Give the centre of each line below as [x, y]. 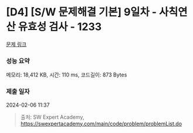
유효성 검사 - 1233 [60, 27]
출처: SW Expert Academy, [52, 117]
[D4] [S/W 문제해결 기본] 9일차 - [82, 12]
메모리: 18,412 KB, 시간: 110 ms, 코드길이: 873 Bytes [67, 75]
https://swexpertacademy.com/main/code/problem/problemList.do [101, 124]
